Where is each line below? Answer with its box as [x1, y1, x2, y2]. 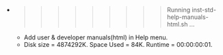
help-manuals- [166, 13, 209, 21]
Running [166, 6, 191, 14]
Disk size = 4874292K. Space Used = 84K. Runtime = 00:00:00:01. [23, 41, 213, 48]
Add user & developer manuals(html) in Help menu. [23, 33, 168, 41]
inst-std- [191, 6, 217, 14]
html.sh [166, 20, 188, 28]
